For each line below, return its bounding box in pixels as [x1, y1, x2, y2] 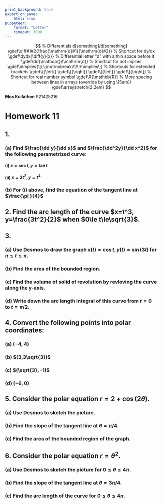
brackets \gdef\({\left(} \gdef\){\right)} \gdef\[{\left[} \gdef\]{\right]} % [11, 69, 151, 74]
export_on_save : [5, 12, 38, 17]
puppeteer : [5, 20, 27, 26]
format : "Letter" [14, 25, 49, 30]
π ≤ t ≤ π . [5, 252, 29, 259]
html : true [14, 16, 36, 21]
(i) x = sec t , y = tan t [5, 163, 48, 168]
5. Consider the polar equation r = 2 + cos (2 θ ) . [5, 395, 150, 403]
